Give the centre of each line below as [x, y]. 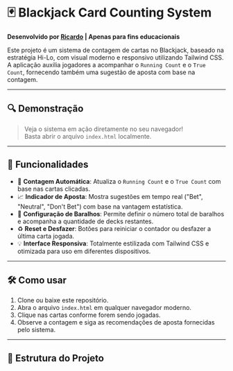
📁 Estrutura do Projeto [55, 358]
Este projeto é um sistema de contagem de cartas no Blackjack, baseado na [115, 50]
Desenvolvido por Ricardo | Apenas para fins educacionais [94, 36]
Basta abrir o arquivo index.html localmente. [88, 136]
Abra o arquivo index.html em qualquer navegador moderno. [104, 308]
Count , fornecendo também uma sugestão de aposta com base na [101, 72]
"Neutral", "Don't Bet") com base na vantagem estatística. [100, 206]
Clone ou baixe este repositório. [63, 300]
